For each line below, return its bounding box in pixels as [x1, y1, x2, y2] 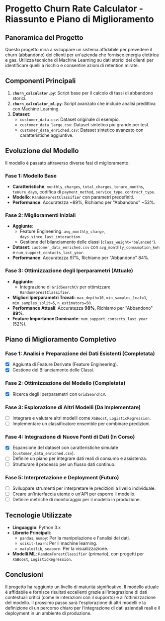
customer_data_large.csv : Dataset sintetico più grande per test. [19, 121, 150, 127]
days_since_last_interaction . [19, 234, 82, 240]
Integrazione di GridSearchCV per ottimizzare [19, 284, 111, 290]
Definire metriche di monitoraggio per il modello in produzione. [12, 497, 141, 503]
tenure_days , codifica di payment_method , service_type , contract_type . [12, 188, 156, 194]
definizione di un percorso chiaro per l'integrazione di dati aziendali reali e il [5, 605, 161, 611]
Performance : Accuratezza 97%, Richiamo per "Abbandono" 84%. [12, 255, 150, 261]
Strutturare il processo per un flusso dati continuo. [12, 461, 116, 467]
